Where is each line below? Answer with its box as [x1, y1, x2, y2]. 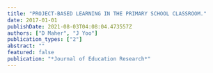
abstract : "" [7, 42, 45, 49]
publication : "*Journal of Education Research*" [7, 56, 151, 63]
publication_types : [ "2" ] [7, 36, 82, 43]
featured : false [7, 49, 54, 56]
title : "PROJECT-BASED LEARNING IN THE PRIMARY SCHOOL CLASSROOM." [7, 10, 207, 17]
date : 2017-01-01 [7, 17, 58, 24]
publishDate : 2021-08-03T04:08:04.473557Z [7, 23, 132, 30]
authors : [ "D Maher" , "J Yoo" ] [7, 29, 98, 37]
